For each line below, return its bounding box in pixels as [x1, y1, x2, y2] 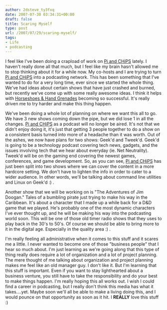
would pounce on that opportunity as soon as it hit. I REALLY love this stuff [5, 294, 159, 300]
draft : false [5, 16, 32, 21]
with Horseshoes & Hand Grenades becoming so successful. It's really [5, 95, 150, 101]
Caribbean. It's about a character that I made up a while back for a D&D [5, 199, 152, 205]
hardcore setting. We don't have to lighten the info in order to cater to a [5, 168, 152, 175]
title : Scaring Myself [5, 21, 52, 26]
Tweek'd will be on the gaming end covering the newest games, [5, 153, 136, 159]
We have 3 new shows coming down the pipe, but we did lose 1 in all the [5, 115, 154, 121]
